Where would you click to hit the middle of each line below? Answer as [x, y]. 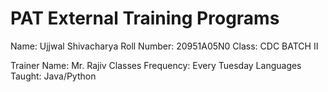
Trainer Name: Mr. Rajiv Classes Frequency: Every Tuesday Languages [156, 65]
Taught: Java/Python [53, 76]
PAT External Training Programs [145, 18]
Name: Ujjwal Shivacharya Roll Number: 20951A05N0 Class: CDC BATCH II [164, 46]
